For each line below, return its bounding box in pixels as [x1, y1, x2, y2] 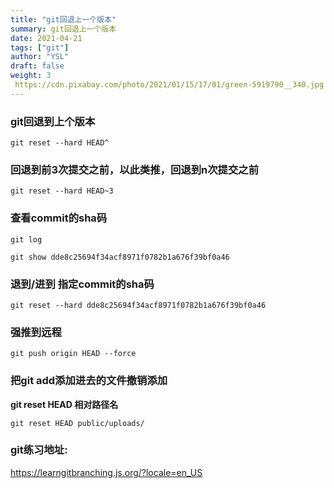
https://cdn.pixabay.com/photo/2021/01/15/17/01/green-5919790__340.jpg [14, 80, 325, 90]
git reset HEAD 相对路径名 [10, 398, 119, 410]
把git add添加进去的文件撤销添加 [10, 374, 168, 388]
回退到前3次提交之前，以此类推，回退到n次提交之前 [10, 162, 260, 176]
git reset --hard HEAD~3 [10, 186, 114, 196]
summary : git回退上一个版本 [10, 24, 117, 34]
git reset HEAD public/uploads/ [10, 418, 145, 428]
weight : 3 [10, 71, 52, 81]
